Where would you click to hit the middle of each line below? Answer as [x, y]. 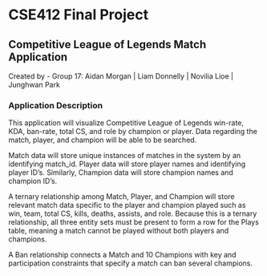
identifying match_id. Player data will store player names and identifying [127, 164]
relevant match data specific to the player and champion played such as [127, 205]
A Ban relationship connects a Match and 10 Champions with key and [122, 255]
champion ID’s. [33, 181]
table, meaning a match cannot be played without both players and [119, 231]
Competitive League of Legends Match [107, 45]
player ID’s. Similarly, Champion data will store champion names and [121, 172]
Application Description [55, 105]
